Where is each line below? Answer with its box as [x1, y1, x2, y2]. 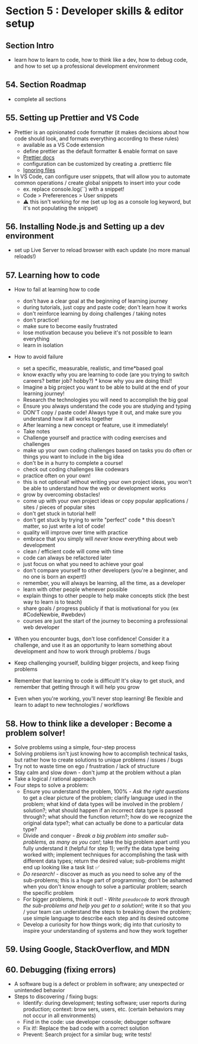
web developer [23, 624, 60, 631]
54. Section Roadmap [5, 80, 87, 90]
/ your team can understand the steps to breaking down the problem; [23, 908, 192, 916]
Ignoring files [23, 166, 56, 174]
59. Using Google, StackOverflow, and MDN [5, 944, 170, 955]
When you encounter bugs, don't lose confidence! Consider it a [14, 635, 170, 643]
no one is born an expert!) [23, 573, 87, 580]
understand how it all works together [23, 415, 113, 423]
